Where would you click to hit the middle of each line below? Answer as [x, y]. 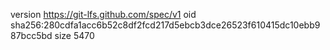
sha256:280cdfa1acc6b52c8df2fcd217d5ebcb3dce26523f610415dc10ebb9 [165, 25]
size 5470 [74, 35]
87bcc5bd [31, 35]
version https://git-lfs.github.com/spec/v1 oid [103, 14]
